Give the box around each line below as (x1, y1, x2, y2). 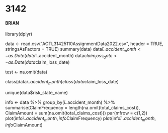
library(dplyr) (5, 31, 33, 37)
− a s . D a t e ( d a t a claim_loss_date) (5, 59, 70, 65)
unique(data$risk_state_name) (5, 89, 68, 95)
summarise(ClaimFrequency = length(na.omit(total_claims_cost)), (5, 104, 140, 110)
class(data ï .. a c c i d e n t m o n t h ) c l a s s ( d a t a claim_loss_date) (5, 78, 119, 86)
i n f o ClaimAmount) (5, 121, 43, 128)
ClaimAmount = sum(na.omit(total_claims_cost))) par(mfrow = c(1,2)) (5, 110, 147, 116)
